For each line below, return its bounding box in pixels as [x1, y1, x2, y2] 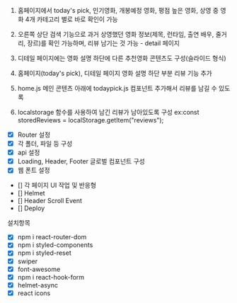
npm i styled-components [17, 241, 93, 249]
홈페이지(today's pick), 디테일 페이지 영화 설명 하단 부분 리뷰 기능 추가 [17, 69, 212, 77]
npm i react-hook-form [17, 273, 85, 281]
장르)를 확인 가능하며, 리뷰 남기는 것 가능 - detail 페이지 [27, 39, 180, 47]
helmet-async [17, 280, 59, 289]
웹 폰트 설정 [17, 166, 51, 175]
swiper [17, 257, 38, 265]
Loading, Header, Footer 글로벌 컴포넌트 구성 [17, 157, 145, 166]
